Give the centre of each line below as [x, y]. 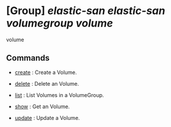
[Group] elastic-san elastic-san [86, 11]
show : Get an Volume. [42, 106]
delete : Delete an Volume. [47, 83]
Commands [28, 58]
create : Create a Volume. [46, 72]
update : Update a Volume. [47, 118]
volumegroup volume [60, 23]
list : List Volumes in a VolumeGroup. [59, 95]
